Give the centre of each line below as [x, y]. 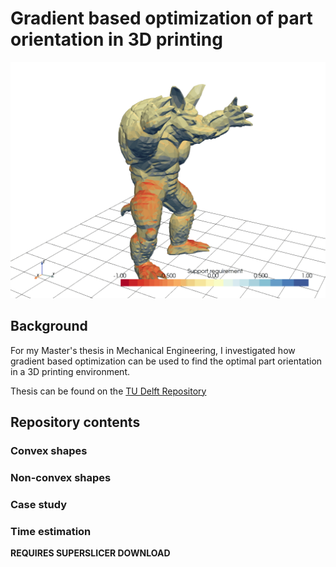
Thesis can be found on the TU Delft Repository [108, 391]
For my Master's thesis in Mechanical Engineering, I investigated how [153, 350]
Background [49, 326]
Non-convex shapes [61, 477]
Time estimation [51, 531]
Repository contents [75, 422]
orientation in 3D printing [116, 39]
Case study [39, 504]
